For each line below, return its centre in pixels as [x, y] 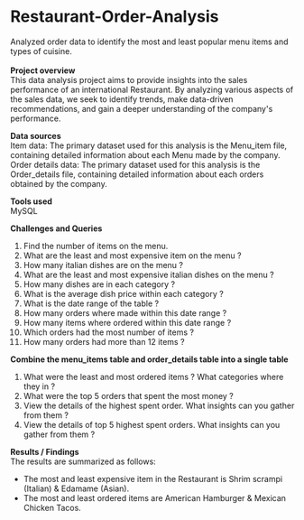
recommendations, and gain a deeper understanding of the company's [142, 108]
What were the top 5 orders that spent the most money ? [128, 395]
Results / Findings [45, 451]
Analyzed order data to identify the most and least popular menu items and [149, 42]
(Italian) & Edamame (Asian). [76, 488]
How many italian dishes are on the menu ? [103, 265]
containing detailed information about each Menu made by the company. [145, 154]
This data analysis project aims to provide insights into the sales [129, 79]
